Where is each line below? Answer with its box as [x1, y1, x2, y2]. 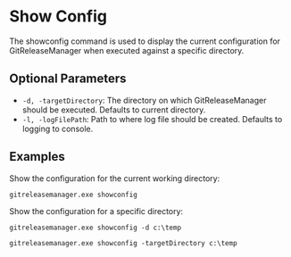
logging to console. [21, 123, 94, 134]
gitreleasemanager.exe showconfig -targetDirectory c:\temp [9, 238, 238, 247]
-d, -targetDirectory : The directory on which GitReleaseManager [21, 95, 267, 105]
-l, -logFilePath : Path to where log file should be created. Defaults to [21, 113, 283, 124]
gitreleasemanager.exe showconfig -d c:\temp [9, 223, 181, 232]
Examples [9, 149, 65, 164]
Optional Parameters [9, 71, 127, 87]
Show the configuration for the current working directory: [9, 172, 220, 184]
